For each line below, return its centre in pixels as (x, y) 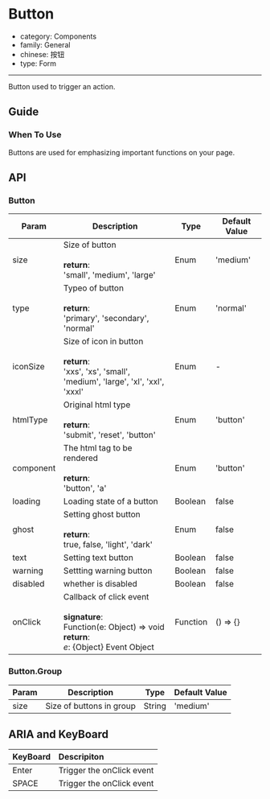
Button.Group (35, 671)
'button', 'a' (85, 488)
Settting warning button (108, 570)
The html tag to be (98, 448)
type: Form (38, 63)
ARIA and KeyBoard (59, 734)
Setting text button (98, 558)
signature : (83, 617)
